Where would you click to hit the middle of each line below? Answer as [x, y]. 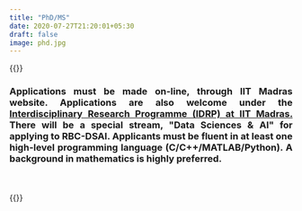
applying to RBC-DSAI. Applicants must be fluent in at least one [151, 136]
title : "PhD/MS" [40, 18]
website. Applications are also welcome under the [151, 102]
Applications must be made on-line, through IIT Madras [151, 92]
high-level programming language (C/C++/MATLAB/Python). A [151, 147]
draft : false [34, 34]
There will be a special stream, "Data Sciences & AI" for [151, 125]
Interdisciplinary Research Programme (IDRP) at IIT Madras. [151, 114]
